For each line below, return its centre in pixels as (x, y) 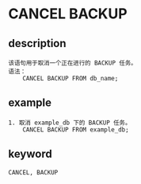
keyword (30, 154)
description (37, 43)
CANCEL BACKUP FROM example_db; (76, 129)
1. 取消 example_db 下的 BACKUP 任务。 (70, 123)
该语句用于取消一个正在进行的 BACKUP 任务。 (72, 63)
